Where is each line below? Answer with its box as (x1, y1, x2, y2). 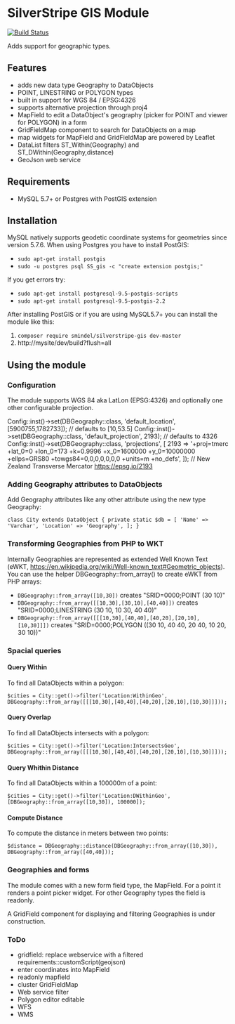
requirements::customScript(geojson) (17, 957, 126, 966)
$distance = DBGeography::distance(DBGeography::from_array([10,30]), (7, 843, 218, 850)
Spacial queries (7, 645, 62, 655)
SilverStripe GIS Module (7, 5, 149, 21)
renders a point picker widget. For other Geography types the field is (7, 888, 206, 897)
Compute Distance (7, 813, 63, 822)
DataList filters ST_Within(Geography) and (17, 140, 140, 149)
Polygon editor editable (17, 995, 86, 1004)
